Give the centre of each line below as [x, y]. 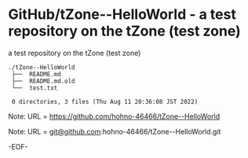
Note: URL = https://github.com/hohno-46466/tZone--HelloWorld [114, 116]
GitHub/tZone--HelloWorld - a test [122, 15]
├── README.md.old [44, 81]
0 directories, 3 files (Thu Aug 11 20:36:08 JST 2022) [105, 101]
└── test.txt [35, 88]
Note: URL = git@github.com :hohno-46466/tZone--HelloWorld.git [115, 131]
